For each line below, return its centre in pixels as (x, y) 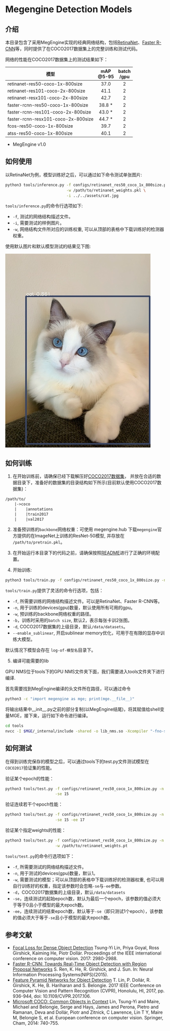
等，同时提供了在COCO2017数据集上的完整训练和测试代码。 (78, 49)
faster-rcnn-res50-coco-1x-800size (48, 105)
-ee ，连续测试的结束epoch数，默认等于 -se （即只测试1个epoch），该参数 (88, 911)
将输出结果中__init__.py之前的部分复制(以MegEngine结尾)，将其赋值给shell (83, 709)
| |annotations (34, 509)
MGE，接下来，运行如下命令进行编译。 (50, 716)
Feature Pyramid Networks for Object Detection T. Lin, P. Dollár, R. (81, 980)
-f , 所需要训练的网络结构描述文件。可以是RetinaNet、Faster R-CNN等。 (88, 601)
